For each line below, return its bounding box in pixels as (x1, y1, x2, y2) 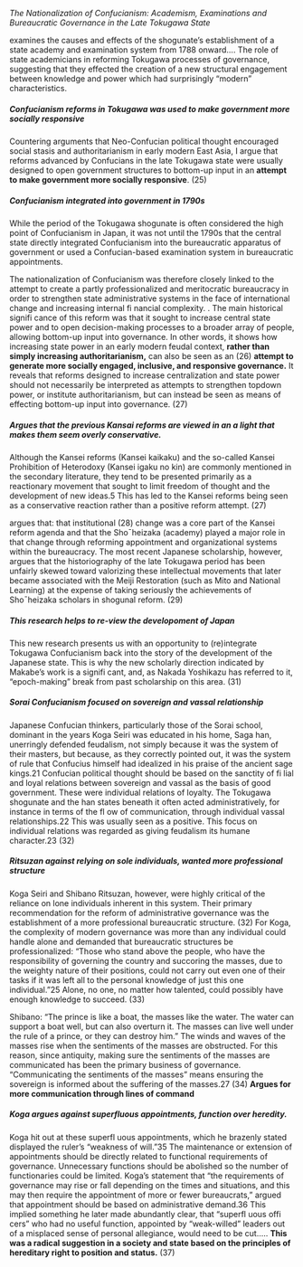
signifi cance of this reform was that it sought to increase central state (9, 312, 271, 323)
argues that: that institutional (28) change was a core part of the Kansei (9, 517, 276, 528)
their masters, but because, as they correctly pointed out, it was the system (9, 748, 291, 759)
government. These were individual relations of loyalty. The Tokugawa (9, 787, 271, 798)
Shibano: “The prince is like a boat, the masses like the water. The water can (9, 1011, 295, 1022)
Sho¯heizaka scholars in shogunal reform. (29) (9, 594, 184, 605)
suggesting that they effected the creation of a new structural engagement (9, 63, 288, 74)
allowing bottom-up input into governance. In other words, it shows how (9, 331, 278, 342)
